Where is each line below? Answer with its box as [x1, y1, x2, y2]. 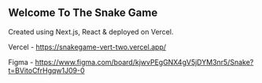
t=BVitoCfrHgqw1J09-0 [8, 66, 85, 75]
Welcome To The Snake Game [8, 6, 158, 20]
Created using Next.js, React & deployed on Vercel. [8, 27, 174, 36]
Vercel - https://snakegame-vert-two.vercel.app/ [8, 42, 167, 52]
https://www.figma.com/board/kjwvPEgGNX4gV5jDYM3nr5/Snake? [35, 57, 254, 67]
